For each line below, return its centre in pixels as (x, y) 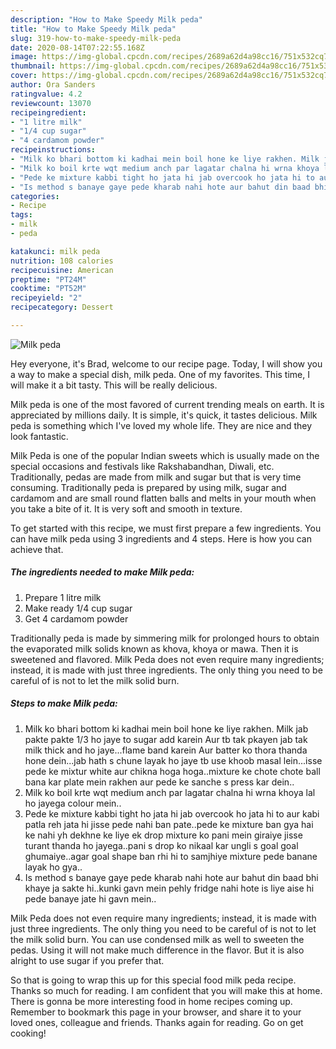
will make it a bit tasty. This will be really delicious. (114, 385)
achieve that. (37, 549)
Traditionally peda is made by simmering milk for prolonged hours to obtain (165, 638)
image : (24, 57)
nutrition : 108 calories (62, 261)
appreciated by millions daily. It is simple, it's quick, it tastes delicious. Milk (164, 415)
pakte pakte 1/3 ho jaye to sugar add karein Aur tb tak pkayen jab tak (166, 739)
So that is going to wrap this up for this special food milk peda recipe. (153, 980)
